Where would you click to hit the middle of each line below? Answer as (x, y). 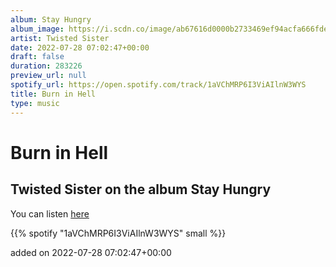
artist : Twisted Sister (60, 38)
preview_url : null (48, 76)
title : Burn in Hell (53, 94)
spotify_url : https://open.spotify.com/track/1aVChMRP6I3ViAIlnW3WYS (158, 85)
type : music (35, 103)
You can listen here (50, 213)
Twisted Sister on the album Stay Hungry (141, 189)
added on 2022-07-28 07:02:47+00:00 (91, 252)
